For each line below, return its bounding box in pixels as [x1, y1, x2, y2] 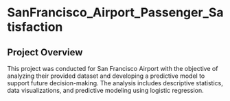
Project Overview [7, 46, 83, 58]
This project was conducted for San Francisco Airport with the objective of [7, 65, 218, 72]
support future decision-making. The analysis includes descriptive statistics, [7, 79, 223, 87]
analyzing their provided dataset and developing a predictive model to [7, 72, 205, 80]
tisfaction [7, 19, 63, 35]
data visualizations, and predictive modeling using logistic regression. [7, 87, 204, 94]
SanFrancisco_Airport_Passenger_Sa [7, 5, 225, 20]
